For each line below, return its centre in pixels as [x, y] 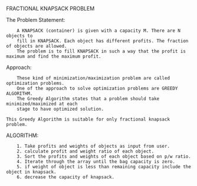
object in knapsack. [32, 172]
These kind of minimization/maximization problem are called [93, 78]
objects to [19, 36]
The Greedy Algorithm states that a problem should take [88, 99]
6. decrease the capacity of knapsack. [66, 177]
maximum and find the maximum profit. [54, 57]
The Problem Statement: [36, 20]
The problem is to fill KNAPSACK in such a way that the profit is [101, 51]
